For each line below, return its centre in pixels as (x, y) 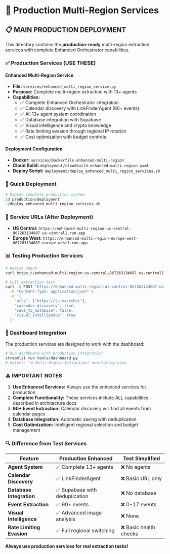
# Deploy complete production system (45, 194)
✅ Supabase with (76, 490)
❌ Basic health (138, 527)
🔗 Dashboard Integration (36, 333)
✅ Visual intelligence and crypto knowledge (66, 125)
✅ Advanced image (79, 512)
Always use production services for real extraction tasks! (67, 546)
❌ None (130, 516)
